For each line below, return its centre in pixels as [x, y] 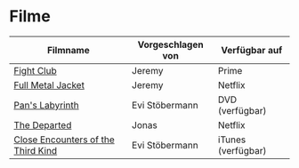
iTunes [232, 140]
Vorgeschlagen [170, 44]
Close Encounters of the [64, 140]
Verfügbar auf [252, 50]
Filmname [69, 50]
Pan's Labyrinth [46, 105]
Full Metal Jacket [49, 84]
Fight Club [35, 70]
